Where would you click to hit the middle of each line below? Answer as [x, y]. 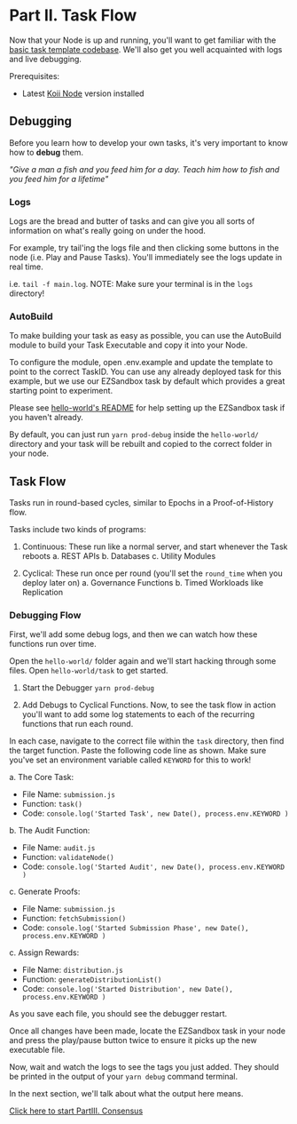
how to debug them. [47, 152]
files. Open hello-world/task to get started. [89, 671]
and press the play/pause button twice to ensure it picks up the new [133, 1040]
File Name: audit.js [59, 848]
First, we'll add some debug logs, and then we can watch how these [133, 634]
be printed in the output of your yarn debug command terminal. [124, 1077]
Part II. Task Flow [73, 16]
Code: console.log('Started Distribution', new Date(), [127, 989]
